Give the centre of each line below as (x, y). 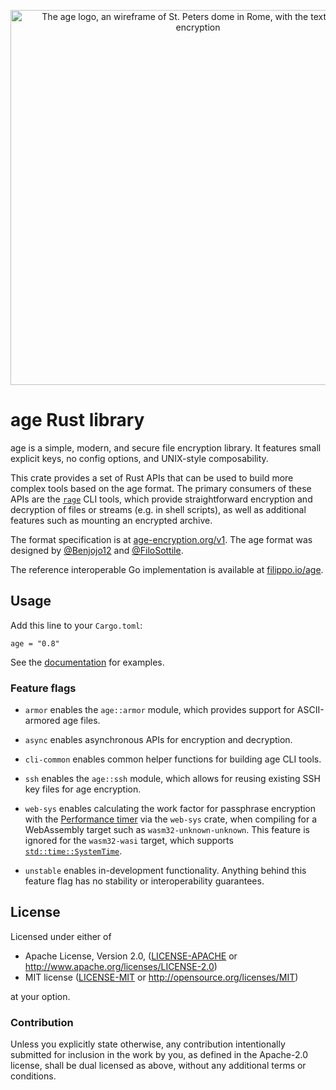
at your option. (40, 996)
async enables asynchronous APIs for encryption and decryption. (158, 740)
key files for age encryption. (83, 789)
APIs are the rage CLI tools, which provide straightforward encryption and (161, 499)
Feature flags (43, 688)
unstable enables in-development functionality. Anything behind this (165, 871)
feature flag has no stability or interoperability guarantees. (144, 881)
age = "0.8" (35, 643)
